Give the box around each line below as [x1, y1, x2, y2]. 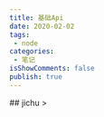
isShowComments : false [9, 64, 95, 73]
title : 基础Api [9, 13, 64, 23]
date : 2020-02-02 [9, 22, 75, 31]
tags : [9, 30, 30, 39]
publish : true [9, 73, 63, 82]
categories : [9, 47, 54, 56]
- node [13, 38, 39, 48]
